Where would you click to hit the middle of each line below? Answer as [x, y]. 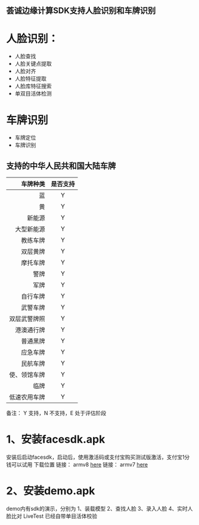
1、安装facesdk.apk [56, 439]
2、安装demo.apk [51, 491]
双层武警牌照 [27, 319]
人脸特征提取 [30, 79]
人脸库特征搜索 [33, 86]
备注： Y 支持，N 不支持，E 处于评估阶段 [56, 413]
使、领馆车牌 [27, 375]
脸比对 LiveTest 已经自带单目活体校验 [52, 516]
